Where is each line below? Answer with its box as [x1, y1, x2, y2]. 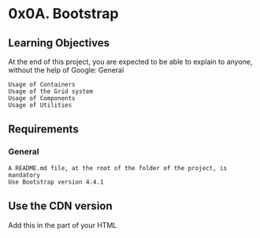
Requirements [8, 123, 79, 136]
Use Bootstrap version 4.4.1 [8, 178, 104, 186]
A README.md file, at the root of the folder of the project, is [8, 164, 227, 172]
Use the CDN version [8, 199, 113, 213]
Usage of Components [8, 95, 76, 102]
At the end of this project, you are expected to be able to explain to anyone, [8, 57, 253, 66]
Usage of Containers [8, 80, 76, 88]
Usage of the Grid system [8, 87, 93, 95]
